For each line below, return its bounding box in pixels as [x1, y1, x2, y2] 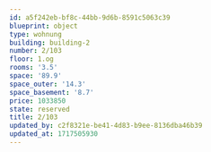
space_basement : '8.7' [9, 88, 94, 97]
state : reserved [9, 105, 70, 114]
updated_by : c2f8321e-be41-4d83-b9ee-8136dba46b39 [9, 122, 203, 131]
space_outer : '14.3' [9, 80, 87, 89]
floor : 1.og [9, 55, 54, 63]
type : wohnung [9, 30, 63, 38]
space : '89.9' [9, 72, 63, 80]
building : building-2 [9, 38, 91, 47]
